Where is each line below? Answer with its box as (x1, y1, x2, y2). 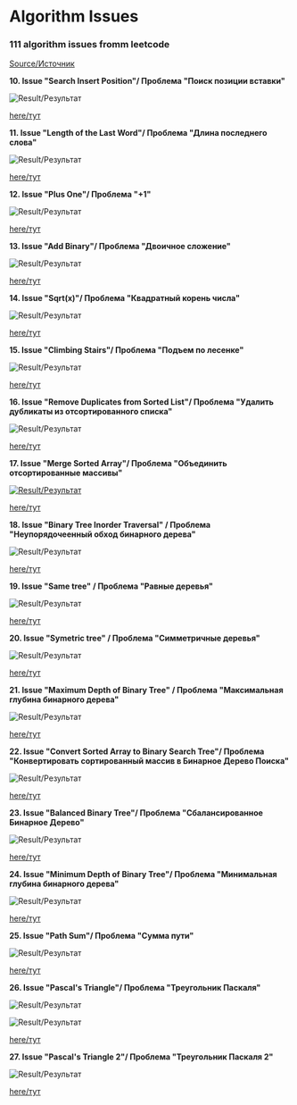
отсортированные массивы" (9, 467, 123, 479)
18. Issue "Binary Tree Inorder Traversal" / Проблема (9, 520, 211, 531)
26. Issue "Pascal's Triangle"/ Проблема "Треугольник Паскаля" (9, 983, 261, 993)
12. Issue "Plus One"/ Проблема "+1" (9, 189, 152, 200)
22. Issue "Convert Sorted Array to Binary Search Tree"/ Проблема (9, 746, 265, 757)
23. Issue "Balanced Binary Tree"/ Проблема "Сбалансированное (9, 808, 263, 818)
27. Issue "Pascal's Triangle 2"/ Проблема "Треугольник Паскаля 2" (9, 1051, 274, 1062)
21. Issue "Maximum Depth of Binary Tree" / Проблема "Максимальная (9, 685, 284, 696)
